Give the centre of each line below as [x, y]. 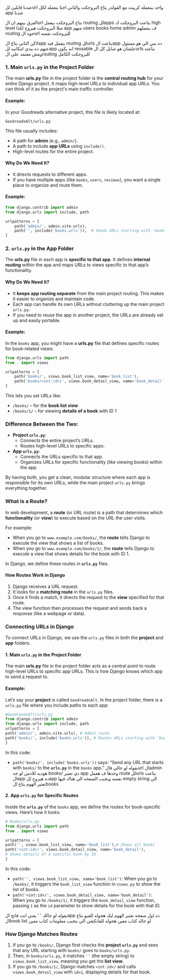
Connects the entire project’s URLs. [57, 440]
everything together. [27, 488]
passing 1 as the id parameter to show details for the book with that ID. [87, 905]
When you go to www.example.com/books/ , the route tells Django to [81, 538]
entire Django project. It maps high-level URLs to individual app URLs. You [82, 84]
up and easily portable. [36, 320]
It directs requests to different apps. [50, 174]
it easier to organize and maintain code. [54, 299]
